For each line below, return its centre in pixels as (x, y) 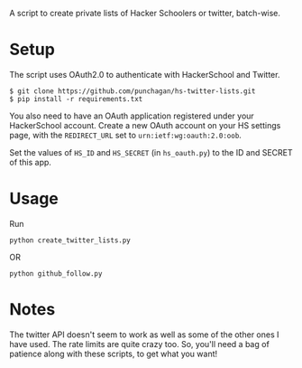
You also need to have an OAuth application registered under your (132, 116)
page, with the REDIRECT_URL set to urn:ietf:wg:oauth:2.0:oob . (125, 135)
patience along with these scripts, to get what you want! (114, 354)
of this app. (31, 162)
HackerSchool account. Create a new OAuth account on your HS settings (145, 125)
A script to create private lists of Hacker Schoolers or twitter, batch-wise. (145, 13)
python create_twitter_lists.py (70, 240)
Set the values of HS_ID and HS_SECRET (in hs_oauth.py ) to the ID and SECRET (151, 152)
